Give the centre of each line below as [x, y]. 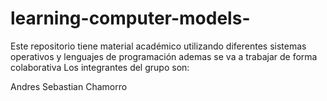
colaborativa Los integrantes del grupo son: [100, 67]
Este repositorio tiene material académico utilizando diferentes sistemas [158, 46]
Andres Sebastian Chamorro [69, 86]
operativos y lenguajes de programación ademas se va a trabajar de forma [164, 56]
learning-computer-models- [130, 18]
